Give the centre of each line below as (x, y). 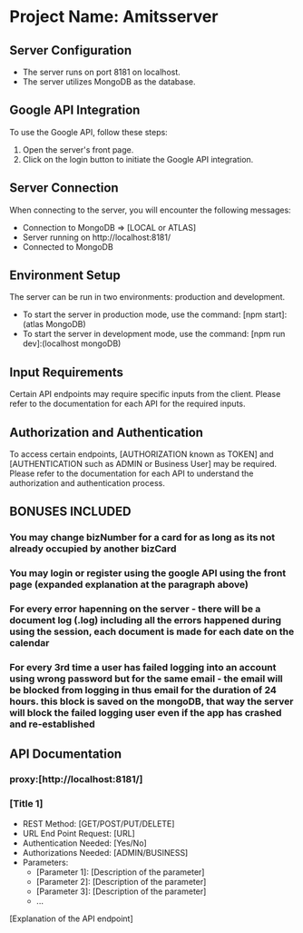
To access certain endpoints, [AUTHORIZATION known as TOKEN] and (142, 454)
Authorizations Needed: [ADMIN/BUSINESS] (105, 852)
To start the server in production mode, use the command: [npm (142, 314)
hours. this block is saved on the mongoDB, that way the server (151, 701)
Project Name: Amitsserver (114, 17)
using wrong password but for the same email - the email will (146, 679)
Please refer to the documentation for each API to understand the (132, 473)
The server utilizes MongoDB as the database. (109, 82)
